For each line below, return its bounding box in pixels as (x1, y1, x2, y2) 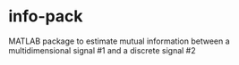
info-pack (8, 6, 83, 27)
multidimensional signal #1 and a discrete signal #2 (8, 45, 196, 55)
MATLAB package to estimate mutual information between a (8, 36, 230, 46)
